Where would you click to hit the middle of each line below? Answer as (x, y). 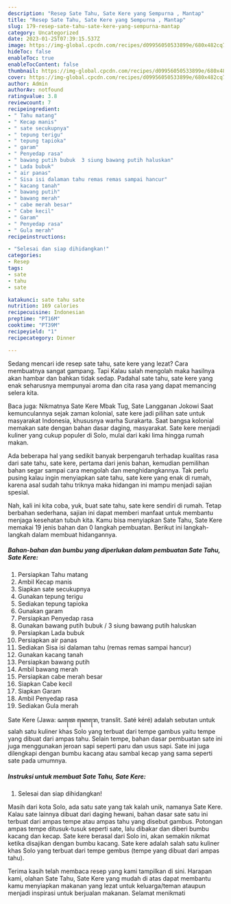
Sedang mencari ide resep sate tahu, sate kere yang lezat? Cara (98, 364)
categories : (25, 255)
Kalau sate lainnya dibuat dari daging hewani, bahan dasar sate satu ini (108, 814)
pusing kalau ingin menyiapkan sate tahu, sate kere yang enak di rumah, (110, 477)
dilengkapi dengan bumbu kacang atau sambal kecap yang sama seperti (110, 753)
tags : (15, 268)
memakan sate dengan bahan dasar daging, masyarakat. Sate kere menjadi (114, 428)
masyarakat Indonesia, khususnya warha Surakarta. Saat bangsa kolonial (111, 420)
